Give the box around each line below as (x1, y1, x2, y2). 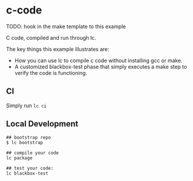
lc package (6, 155, 33, 161)
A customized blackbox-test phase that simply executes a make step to (14, 63, 187, 70)
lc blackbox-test (6, 170, 49, 176)
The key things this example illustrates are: (6, 45, 110, 53)
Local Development (6, 119, 79, 129)
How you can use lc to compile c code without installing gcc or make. (14, 57, 183, 64)
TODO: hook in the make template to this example (6, 23, 126, 30)
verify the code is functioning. (14, 69, 87, 76)
